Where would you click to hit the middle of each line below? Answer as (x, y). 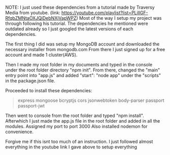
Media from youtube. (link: (33, 13)
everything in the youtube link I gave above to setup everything (71, 147)
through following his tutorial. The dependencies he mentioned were (77, 23)
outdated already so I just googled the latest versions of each (69, 29)
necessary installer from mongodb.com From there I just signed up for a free (85, 49)
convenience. (20, 132)
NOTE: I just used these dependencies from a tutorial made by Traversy (80, 7)
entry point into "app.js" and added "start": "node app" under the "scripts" (83, 75)
